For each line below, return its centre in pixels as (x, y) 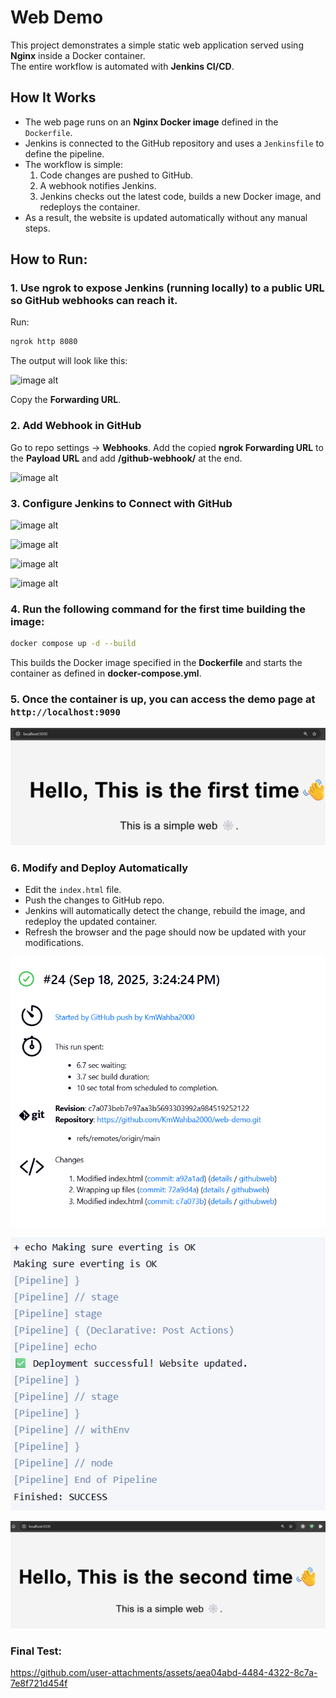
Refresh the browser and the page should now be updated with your (165, 932)
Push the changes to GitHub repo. (94, 900)
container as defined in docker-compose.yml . (106, 673)
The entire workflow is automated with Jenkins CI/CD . (122, 66)
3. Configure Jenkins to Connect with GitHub (121, 503)
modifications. (54, 943)
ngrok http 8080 (44, 342)
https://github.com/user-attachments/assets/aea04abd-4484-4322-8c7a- (164, 1673)
